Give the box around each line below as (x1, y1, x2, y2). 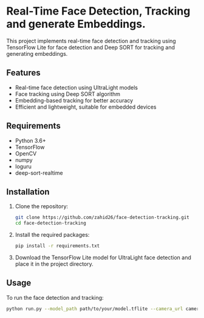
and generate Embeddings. (6, 17, 146, 31)
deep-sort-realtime (15, 169, 63, 177)
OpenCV (15, 150, 37, 157)
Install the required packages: (15, 231, 90, 238)
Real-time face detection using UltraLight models (15, 84, 138, 91)
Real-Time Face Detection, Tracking (6, 4, 191, 18)
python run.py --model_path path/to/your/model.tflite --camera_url (6, 305, 183, 312)
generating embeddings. (6, 50, 68, 57)
